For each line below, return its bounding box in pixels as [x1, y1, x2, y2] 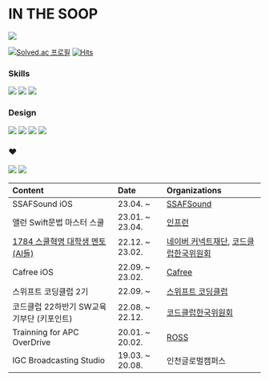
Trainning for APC [12, 326, 79, 338]
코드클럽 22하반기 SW [12, 301, 92, 312]
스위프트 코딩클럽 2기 [12, 286, 89, 297]
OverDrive [12, 336, 51, 347]
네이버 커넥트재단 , [167, 236, 231, 247]
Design [8, 107, 37, 119]
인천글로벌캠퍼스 [167, 355, 227, 366]
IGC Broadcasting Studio [12, 355, 106, 366]
